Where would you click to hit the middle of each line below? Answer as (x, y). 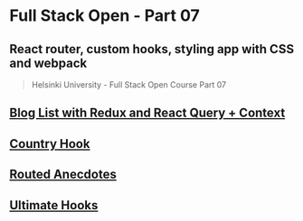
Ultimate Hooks (54, 205)
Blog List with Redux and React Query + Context (147, 113)
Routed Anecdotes (63, 175)
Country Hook (50, 144)
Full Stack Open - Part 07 (105, 16)
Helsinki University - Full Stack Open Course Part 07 (129, 85)
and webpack (48, 63)
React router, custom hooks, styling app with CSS (152, 49)
